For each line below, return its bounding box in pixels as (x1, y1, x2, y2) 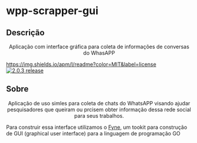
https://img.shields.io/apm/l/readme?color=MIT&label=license (6, 61, 156, 68)
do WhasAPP (83, 49, 115, 56)
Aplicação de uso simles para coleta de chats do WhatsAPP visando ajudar (8, 99, 191, 107)
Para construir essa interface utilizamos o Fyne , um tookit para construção (6, 124, 188, 131)
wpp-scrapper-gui (6, 4, 98, 18)
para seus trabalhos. (74, 112, 124, 119)
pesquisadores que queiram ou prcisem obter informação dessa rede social (6, 106, 192, 113)
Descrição (6, 28, 45, 38)
